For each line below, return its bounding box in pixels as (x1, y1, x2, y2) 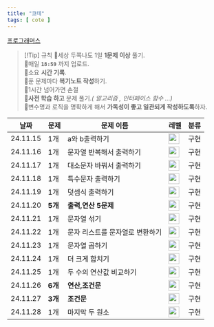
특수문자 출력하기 (67, 174, 120, 183)
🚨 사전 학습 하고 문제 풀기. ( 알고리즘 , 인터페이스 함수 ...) (23, 94, 173, 102)
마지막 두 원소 (67, 308, 110, 317)
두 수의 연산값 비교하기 (67, 268, 137, 277)
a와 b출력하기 (67, 134, 109, 143)
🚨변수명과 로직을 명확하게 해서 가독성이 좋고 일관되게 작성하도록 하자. (23, 103, 208, 111)
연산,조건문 (67, 281, 102, 290)
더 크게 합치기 (67, 254, 110, 264)
